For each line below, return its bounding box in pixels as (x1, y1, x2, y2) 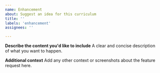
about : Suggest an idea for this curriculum (5, 12, 96, 17)
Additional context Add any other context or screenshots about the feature (5, 57, 156, 63)
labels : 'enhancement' (5, 20, 51, 26)
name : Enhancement (5, 7, 42, 12)
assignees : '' (5, 25, 34, 30)
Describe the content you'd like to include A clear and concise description (5, 43, 156, 49)
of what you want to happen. (5, 48, 63, 54)
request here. (5, 63, 32, 69)
